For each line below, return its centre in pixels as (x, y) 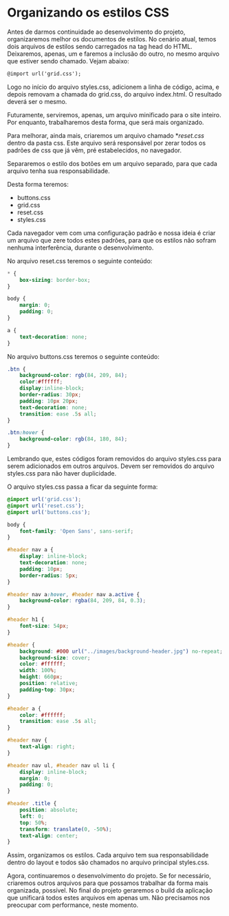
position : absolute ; (49, 810)
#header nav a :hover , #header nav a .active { (73, 594)
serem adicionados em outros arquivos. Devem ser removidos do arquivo (111, 466)
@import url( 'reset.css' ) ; (46, 506)
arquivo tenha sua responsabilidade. (58, 171)
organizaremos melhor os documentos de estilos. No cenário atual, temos (112, 39)
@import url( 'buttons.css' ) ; (49, 512)
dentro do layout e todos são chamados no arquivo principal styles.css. (108, 862)
